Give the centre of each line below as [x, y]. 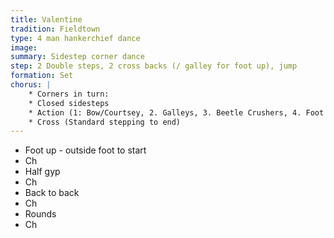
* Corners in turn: [69, 94]
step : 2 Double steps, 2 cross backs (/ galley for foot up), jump [154, 66]
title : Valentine [46, 19]
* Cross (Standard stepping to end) [105, 122]
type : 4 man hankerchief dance [75, 38]
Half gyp [42, 172]
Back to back [52, 193]
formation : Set [42, 76]
